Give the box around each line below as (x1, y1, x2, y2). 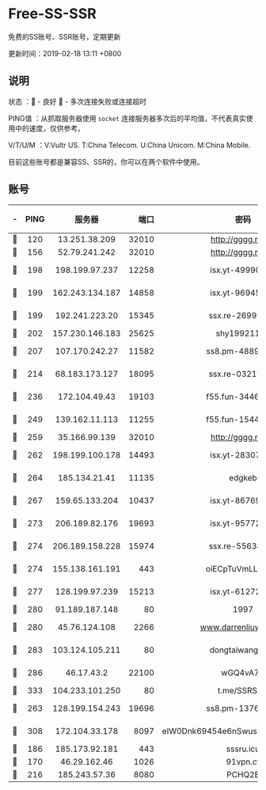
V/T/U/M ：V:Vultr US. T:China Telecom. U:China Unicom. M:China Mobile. (8, 140, 251, 150)
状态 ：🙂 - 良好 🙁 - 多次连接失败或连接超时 (8, 97, 146, 106)
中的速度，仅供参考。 (14, 123, 85, 133)
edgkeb (229, 472, 257, 483)
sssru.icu (226, 743, 260, 754)
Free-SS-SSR (8, 5, 97, 23)
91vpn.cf (226, 756, 260, 767)
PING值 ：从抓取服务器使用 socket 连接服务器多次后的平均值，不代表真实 (8, 113, 247, 123)
